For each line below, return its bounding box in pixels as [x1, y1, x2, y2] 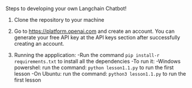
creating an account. [14, 40, 65, 47]
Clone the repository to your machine [14, 16, 105, 23]
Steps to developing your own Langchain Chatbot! [5, 5, 127, 12]
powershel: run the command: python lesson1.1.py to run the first [14, 64, 174, 71]
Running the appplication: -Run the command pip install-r [14, 52, 160, 58]
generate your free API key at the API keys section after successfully [14, 34, 180, 40]
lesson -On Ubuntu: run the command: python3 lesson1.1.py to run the [14, 70, 186, 77]
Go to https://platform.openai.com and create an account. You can [14, 28, 175, 35]
